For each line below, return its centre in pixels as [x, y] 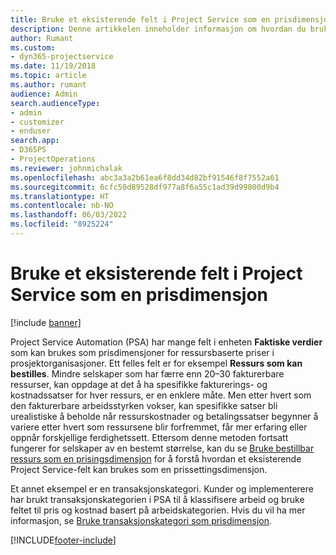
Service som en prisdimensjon [139, 295]
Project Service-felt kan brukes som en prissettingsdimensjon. [139, 469]
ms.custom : [33, 47]
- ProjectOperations [53, 159]
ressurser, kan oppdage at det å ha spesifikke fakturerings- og [139, 384]
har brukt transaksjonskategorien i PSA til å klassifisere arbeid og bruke [157, 499]
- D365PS [28, 150]
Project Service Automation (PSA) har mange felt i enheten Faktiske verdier [166, 342]
